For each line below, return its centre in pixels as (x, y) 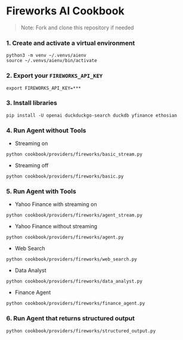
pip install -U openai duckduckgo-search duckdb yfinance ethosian (92, 115)
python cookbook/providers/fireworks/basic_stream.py (75, 154)
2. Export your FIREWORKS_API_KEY (55, 76)
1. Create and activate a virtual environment (71, 43)
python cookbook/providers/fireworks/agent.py (65, 237)
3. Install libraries (32, 103)
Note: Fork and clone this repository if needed (77, 27)
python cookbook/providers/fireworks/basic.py (65, 177)
